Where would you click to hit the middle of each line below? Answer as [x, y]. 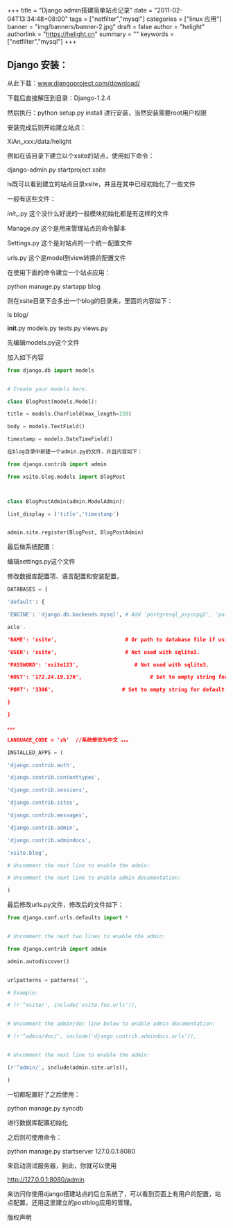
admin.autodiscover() [38, 961]
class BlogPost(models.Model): [52, 402]
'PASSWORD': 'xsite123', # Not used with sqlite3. [108, 665]
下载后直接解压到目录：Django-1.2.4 [59, 98]
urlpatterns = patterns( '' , [48, 980]
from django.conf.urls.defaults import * [68, 918]
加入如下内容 [25, 357]
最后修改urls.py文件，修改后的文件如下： [66, 905]
